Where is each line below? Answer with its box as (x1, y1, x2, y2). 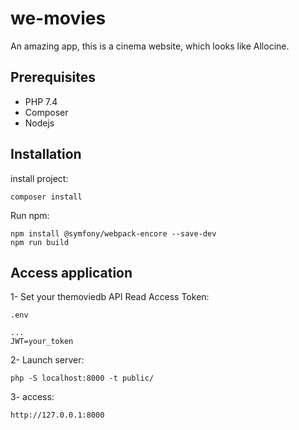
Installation (10, 146, 82, 163)
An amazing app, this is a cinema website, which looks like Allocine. (10, 40, 290, 52)
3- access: (10, 391, 55, 403)
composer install (10, 192, 83, 202)
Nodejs (24, 117, 55, 129)
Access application (10, 264, 133, 281)
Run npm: (10, 209, 50, 221)
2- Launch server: (10, 354, 85, 366)
